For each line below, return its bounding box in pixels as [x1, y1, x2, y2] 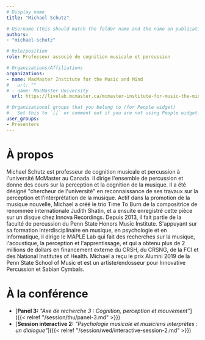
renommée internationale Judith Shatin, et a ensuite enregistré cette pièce [6, 207, 193, 214]
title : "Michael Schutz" [6, 15, 70, 21]
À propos [6, 147, 54, 161]
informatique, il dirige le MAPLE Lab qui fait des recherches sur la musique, [6, 233, 195, 240]
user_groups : [6, 116, 40, 122]
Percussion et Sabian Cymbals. [6, 265, 85, 273]
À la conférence [6, 287, 88, 300]
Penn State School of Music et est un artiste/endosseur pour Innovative [6, 259, 186, 266]
